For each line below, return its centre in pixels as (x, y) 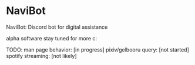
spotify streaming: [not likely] (42, 56)
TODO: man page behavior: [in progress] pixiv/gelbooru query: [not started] (97, 49)
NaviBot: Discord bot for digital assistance (57, 27)
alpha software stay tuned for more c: (52, 38)
